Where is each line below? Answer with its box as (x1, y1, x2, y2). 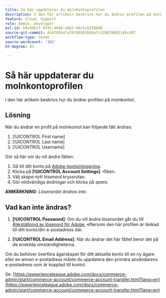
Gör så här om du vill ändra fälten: (5, 154, 75, 160)
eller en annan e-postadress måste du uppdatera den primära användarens (5, 256, 158, 262)
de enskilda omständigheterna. (12, 242, 76, 248)
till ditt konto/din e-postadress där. (12, 227, 83, 233)
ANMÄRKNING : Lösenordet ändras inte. (5, 189, 87, 195)
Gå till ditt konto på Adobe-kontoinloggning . (12, 163, 101, 169)
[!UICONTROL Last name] (12, 139, 65, 145)
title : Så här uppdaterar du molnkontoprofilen (5, 7, 105, 12)
